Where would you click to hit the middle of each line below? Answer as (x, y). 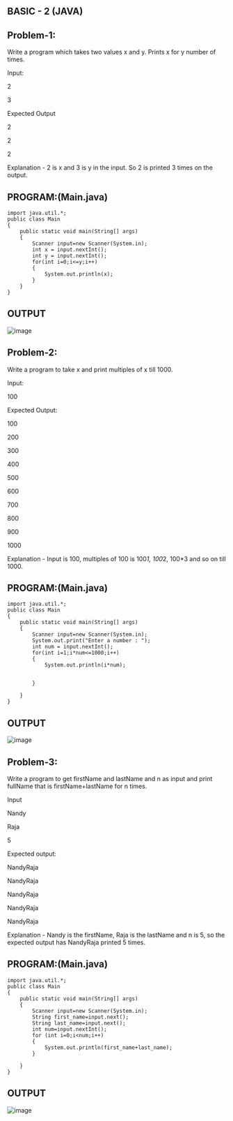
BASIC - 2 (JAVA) (45, 12)
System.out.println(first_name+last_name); (108, 1047)
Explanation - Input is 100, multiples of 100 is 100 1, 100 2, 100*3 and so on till (116, 558)
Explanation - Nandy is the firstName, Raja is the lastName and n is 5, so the (116, 935)
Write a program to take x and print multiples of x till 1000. (90, 369)
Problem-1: (32, 35)
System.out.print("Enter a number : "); (91, 641)
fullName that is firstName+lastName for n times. (77, 786)
